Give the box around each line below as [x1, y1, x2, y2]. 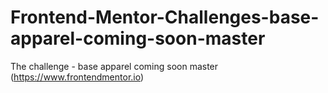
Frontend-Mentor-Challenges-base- [10, 6, 320, 29]
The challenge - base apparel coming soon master [10, 60, 219, 72]
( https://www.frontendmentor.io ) [10, 71, 145, 83]
